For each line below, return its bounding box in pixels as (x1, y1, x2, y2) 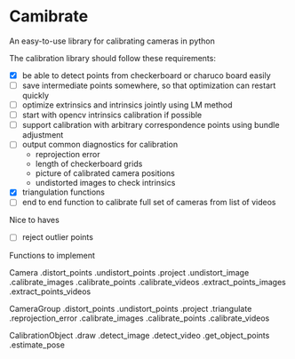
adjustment (21, 130, 64, 140)
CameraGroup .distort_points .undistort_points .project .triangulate (9, 303, 252, 314)
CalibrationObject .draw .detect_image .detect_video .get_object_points (9, 330, 270, 340)
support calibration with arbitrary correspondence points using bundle (21, 120, 280, 131)
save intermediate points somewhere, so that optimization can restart (21, 80, 276, 91)
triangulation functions (21, 187, 105, 197)
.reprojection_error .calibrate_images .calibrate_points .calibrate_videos (9, 313, 270, 323)
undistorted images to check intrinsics (35, 178, 176, 188)
